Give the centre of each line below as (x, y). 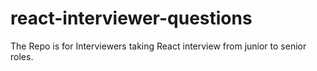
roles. (22, 56)
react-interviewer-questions (131, 18)
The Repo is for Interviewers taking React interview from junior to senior (158, 46)
